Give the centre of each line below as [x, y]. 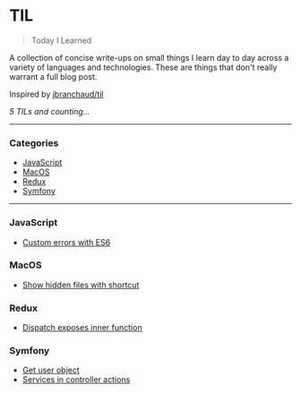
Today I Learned [61, 40]
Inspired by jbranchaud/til [56, 94]
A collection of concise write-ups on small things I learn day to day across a [149, 57]
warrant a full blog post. [53, 76]
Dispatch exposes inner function [82, 328]
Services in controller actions [76, 380]
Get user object [51, 370]
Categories [34, 142]
